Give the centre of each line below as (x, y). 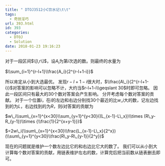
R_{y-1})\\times (20, 122)
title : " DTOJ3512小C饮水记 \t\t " (38, 10)
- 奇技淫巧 (19, 19)
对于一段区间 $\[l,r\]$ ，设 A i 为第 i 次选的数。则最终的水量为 (63, 61)
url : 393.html (20, 23)
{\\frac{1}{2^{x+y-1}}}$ (59, 122)
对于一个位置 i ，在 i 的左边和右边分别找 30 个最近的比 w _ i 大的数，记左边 (84, 100)
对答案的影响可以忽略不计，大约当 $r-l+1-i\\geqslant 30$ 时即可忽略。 (82, 88)
